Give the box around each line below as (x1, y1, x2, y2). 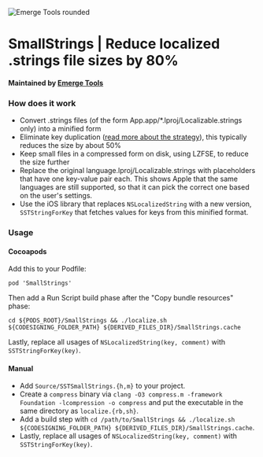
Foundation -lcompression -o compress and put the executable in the (19, 398, 244, 407)
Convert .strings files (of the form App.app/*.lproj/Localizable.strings (19, 116, 243, 125)
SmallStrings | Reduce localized (8, 35, 220, 53)
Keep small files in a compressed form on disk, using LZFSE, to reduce (19, 149, 250, 159)
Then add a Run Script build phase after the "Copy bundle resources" (8, 293, 234, 303)
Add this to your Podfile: (8, 264, 87, 274)
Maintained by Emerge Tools (8, 78, 104, 87)
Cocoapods (8, 246, 47, 256)
